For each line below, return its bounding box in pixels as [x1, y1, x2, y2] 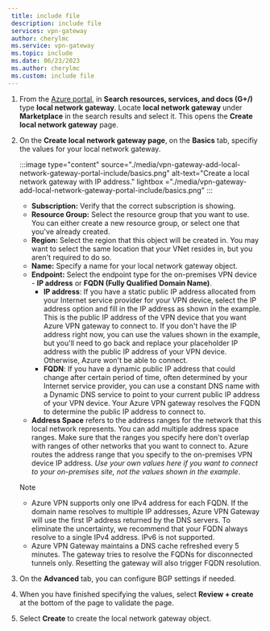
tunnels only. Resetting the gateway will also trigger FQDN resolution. [31, 558, 262, 567]
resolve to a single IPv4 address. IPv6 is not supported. [31, 532, 215, 541]
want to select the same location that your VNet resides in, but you [31, 244, 253, 253]
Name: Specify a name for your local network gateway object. [31, 261, 239, 270]
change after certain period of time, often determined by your [43, 372, 247, 382]
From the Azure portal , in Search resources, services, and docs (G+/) [19, 94, 253, 103]
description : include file [10, 19, 102, 27]
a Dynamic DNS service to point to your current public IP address [43, 389, 260, 399]
